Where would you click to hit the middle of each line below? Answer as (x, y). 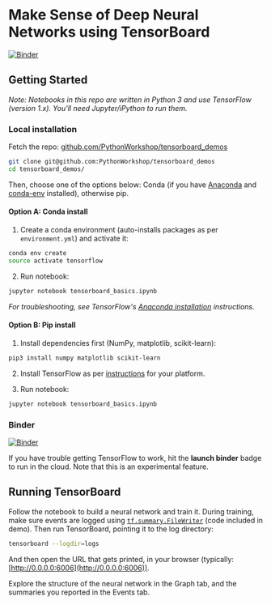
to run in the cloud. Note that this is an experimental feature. (108, 467)
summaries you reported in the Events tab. (79, 592)
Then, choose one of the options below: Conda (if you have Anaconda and (133, 185)
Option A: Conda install (48, 211)
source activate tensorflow (56, 261)
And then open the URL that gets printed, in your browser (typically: (121, 559)
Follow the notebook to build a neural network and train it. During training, (131, 511)
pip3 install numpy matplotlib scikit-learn (85, 358)
